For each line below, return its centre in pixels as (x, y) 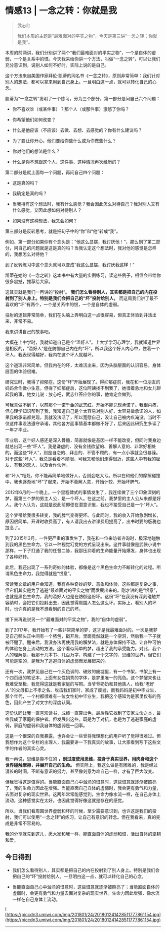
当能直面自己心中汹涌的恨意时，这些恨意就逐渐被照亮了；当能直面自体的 (86, 887)
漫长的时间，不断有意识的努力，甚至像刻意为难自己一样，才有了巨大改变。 (81, 771)
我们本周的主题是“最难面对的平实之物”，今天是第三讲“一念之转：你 (85, 36)
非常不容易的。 (29, 823)
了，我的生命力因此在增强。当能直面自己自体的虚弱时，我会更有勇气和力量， (83, 788)
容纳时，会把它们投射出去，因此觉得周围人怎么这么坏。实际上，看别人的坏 (81, 602)
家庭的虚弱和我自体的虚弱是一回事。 (50, 725)
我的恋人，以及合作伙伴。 (44, 465)
